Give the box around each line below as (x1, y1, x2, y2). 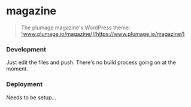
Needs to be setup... (6, 94, 57, 101)
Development (6, 45, 47, 53)
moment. (6, 65, 28, 72)
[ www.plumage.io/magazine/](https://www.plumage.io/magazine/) (20, 30, 185, 37)
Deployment (6, 80, 43, 88)
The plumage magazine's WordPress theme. (20, 24, 131, 31)
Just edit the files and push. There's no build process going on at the (6, 59, 177, 66)
